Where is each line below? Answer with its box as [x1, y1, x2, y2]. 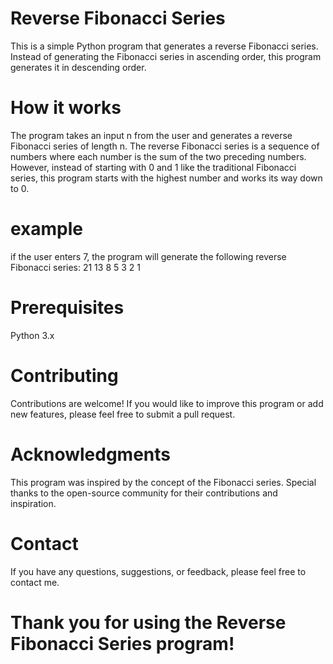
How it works [10, 97, 122, 119]
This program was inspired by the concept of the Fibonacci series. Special [10, 476, 317, 488]
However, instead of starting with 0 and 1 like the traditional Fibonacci [10, 161, 297, 173]
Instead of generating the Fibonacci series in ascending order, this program [10, 50, 322, 62]
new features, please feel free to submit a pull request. [10, 408, 236, 420]
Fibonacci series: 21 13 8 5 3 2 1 [10, 261, 141, 273]
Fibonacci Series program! [10, 632, 235, 655]
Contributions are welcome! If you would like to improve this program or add [10, 397, 324, 409]
